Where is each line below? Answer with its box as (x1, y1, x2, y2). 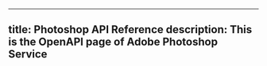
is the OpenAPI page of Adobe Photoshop (8, 35, 219, 49)
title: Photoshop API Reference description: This (8, 23, 253, 36)
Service (8, 48, 48, 61)
